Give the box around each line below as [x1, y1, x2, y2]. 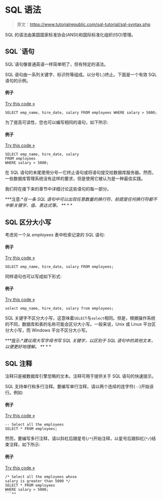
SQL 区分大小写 [5, 218, 51, 226]
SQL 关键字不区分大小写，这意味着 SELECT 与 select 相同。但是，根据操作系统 [5, 315, 156, 321]
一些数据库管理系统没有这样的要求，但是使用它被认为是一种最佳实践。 [5, 176, 146, 181]
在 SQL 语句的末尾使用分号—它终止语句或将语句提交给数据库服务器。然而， [5, 170, 156, 176]
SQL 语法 [5, 4, 41, 16]
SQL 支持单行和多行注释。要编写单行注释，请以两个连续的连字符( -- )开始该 [5, 384, 154, 390]
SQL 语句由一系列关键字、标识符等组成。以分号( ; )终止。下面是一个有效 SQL [5, 71, 157, 77]
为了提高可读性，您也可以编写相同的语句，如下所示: [5, 119, 109, 125]
